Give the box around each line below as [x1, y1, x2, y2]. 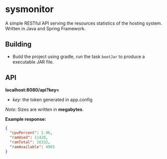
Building [5, 40, 32, 49]
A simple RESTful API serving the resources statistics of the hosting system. [5, 20, 162, 26]
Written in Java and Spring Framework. [5, 25, 86, 31]
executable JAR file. [12, 59, 54, 65]
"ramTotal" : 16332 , [10, 140, 51, 145]
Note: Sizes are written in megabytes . [5, 106, 84, 112]
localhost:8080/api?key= [5, 87, 60, 93]
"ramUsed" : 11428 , [10, 135, 49, 140]
